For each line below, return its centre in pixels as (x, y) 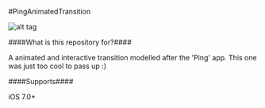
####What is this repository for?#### (70, 42)
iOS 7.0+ (22, 97)
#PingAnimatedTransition (50, 12)
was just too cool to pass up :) (58, 66)
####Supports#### (41, 81)
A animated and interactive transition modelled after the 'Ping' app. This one (132, 58)
